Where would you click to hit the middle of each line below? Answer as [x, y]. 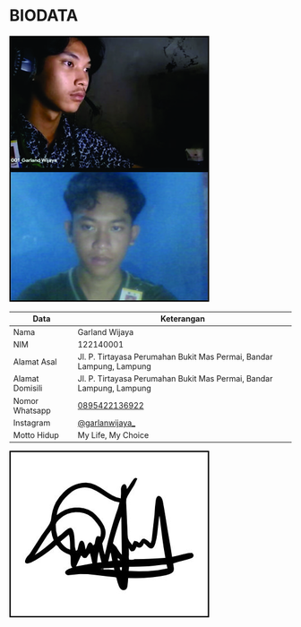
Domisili [28, 388]
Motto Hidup [36, 435]
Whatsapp [32, 410]
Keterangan [183, 319]
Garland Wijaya [106, 331]
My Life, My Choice [113, 435]
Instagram [32, 423]
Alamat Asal [35, 361]
